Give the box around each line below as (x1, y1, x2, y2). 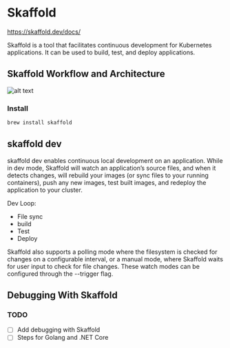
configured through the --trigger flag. (7, 270, 114, 278)
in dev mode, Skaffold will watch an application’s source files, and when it (7, 164, 216, 172)
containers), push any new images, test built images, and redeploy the (7, 178, 207, 186)
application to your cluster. (7, 186, 83, 194)
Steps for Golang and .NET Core (17, 334, 109, 342)
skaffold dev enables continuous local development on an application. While (7, 156, 223, 164)
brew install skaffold (7, 119, 72, 127)
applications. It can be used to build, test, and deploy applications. (7, 48, 196, 56)
